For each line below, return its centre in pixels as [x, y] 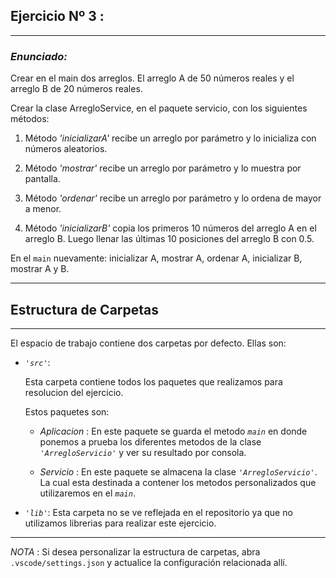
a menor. [43, 209]
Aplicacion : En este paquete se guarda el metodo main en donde [173, 431]
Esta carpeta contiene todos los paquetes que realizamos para [153, 381]
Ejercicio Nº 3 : [57, 16]
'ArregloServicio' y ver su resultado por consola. [143, 452]
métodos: [30, 119]
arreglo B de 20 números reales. [76, 89]
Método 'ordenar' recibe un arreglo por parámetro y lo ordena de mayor [173, 198]
